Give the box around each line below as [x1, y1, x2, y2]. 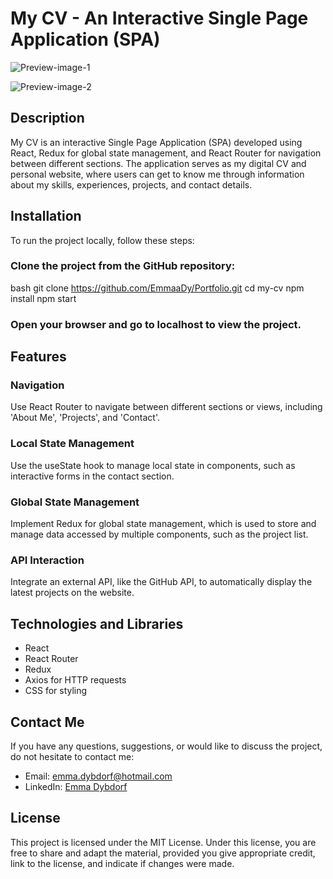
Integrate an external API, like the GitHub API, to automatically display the [10, 576, 313, 588]
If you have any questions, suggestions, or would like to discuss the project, [10, 740, 323, 752]
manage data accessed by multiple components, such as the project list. [10, 528, 309, 541]
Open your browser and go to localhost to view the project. [10, 317, 302, 331]
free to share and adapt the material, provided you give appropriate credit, [10, 847, 316, 859]
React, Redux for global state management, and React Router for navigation [10, 147, 322, 159]
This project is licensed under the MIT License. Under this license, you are [10, 836, 317, 848]
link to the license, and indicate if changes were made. [10, 857, 235, 869]
